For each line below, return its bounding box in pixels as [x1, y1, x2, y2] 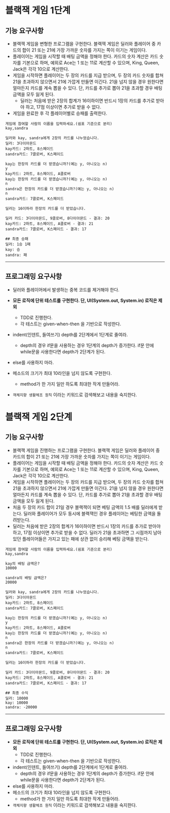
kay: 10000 [5, 700, 28, 705]
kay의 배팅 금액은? [5, 561, 40, 566]
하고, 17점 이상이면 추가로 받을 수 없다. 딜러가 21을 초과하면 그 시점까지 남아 [12, 529, 162, 535]
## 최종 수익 [5, 690, 29, 696]
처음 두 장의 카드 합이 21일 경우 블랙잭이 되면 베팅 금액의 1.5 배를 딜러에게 [12, 504, 158, 510]
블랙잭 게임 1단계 [5, 5, 71, 16]
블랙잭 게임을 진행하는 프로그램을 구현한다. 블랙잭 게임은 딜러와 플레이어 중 [12, 447, 160, 453]
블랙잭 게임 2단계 [5, 411, 72, 422]
